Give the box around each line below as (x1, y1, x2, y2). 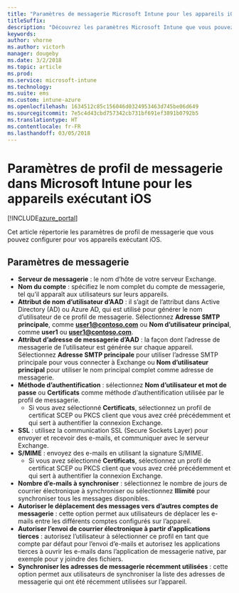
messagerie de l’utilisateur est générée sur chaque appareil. (17, 343, 193, 352)
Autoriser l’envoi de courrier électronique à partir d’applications (17, 525, 211, 533)
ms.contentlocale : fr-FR (7, 122, 81, 130)
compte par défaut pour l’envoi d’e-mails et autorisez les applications (17, 540, 221, 548)
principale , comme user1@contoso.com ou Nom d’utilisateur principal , (17, 320, 231, 329)
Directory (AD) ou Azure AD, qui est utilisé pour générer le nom (17, 305, 203, 314)
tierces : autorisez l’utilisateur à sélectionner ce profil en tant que (17, 532, 209, 541)
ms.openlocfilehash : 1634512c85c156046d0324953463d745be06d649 (7, 103, 199, 110)
